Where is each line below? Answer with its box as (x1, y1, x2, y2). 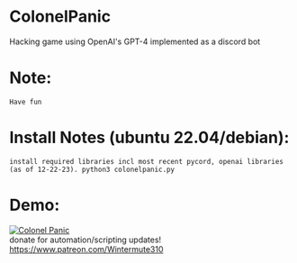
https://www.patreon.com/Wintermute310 (9, 243, 164, 254)
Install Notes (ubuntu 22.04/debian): (9, 128, 290, 148)
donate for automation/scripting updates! (9, 234, 162, 245)
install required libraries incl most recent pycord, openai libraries (9, 157, 283, 166)
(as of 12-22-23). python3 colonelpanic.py (9, 165, 175, 174)
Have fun (9, 97, 42, 106)
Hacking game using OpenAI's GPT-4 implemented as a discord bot (9, 36, 261, 47)
